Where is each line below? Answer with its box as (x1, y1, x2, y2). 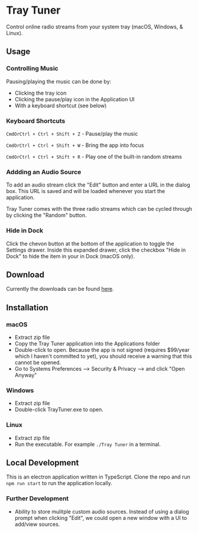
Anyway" (14, 371, 37, 379)
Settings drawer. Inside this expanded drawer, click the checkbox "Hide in (6, 246, 186, 253)
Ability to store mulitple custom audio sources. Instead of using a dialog (14, 508, 189, 515)
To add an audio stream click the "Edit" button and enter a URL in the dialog (6, 181, 190, 188)
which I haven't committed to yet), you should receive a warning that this (14, 353, 192, 360)
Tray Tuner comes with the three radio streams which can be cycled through (6, 206, 193, 213)
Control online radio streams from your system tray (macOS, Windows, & (6, 23, 183, 30)
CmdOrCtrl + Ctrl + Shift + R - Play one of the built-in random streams (6, 153, 182, 160)
